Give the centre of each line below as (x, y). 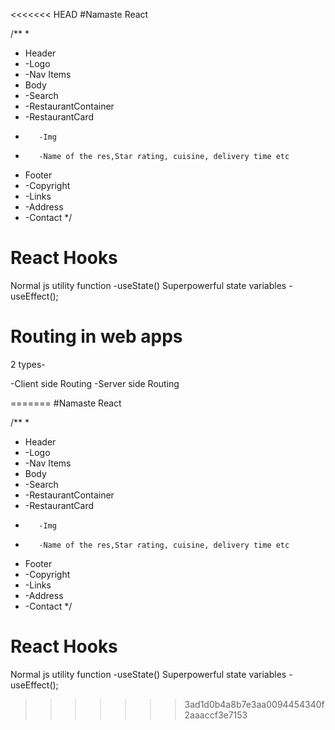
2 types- (28, 364)
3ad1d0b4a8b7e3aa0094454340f (254, 704)
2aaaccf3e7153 (216, 715)
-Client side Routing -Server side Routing (95, 383)
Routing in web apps (96, 336)
